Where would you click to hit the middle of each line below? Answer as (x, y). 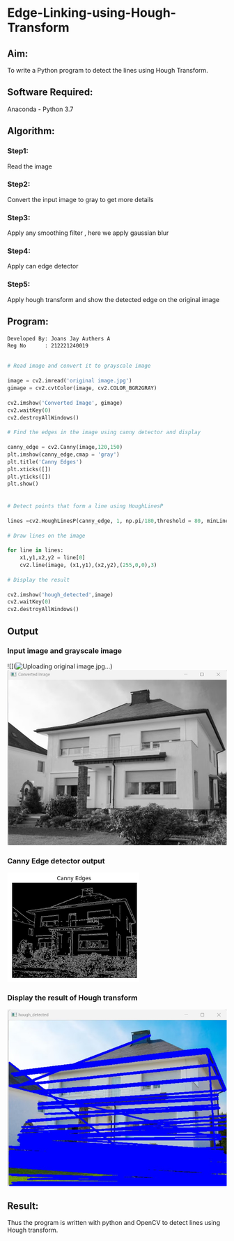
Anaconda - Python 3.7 (40, 109)
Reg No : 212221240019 (48, 345)
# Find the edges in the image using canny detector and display (104, 432)
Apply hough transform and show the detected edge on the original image (114, 299)
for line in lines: (36, 550)
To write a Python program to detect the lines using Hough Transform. (108, 70)
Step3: (19, 217)
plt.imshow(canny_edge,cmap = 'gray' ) (63, 454)
